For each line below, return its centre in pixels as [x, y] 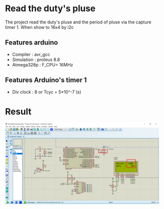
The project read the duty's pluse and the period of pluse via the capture [78, 22]
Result [18, 112]
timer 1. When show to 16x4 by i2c [40, 27]
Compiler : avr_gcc [31, 54]
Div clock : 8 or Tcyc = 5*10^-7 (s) [47, 92]
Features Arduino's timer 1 [46, 80]
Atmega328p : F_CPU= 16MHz [42, 64]
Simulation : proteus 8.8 [36, 60]
